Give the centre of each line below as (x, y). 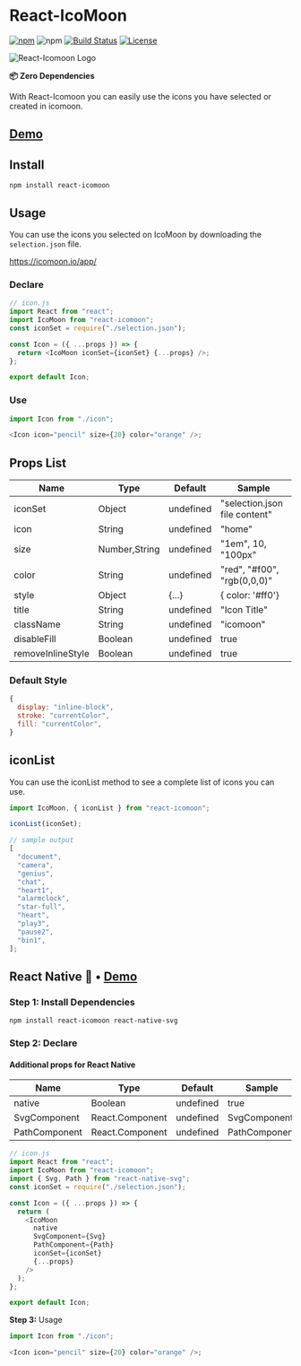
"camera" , (35, 865)
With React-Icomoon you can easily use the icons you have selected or (140, 96)
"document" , (40, 857)
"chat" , (32, 882)
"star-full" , (42, 907)
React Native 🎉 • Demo (73, 976)
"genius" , (35, 874)
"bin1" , (32, 940)
